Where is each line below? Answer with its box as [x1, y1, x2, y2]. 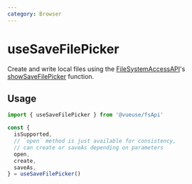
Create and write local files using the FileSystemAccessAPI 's [7, 65, 186, 73]
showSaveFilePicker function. [7, 72, 95, 80]
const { [7, 124, 31, 131]
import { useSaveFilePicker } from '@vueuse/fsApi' [7, 112, 164, 119]
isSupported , [14, 131, 53, 139]
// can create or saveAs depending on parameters [14, 144, 164, 151]
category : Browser [7, 10, 62, 18]
